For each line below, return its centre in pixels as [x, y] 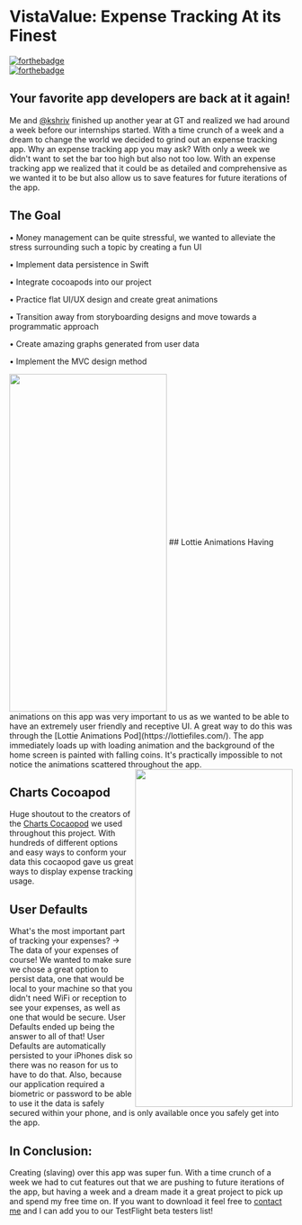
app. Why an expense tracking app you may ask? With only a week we [140, 149]
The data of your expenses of [64, 950]
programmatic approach [54, 326]
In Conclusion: [51, 1151]
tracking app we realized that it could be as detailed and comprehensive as [148, 168]
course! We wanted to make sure [71, 960]
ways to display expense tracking [71, 872]
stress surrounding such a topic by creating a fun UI [106, 247]
